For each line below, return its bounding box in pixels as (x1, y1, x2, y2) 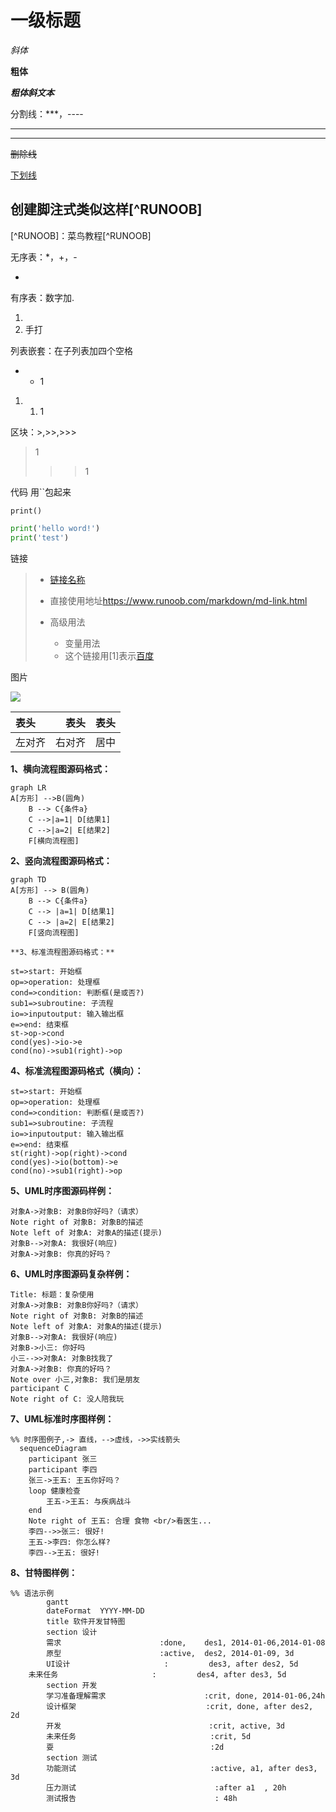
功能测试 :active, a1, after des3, (46, 1763, 318, 1773)
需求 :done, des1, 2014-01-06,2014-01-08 (46, 1637, 326, 1648)
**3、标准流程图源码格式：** (10, 947, 115, 957)
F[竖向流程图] (28, 927, 80, 938)
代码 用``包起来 (10, 486, 72, 498)
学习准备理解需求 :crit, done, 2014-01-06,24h (46, 1691, 326, 1701)
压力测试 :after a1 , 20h (46, 1782, 287, 1793)
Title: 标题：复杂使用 (10, 1289, 95, 1300)
